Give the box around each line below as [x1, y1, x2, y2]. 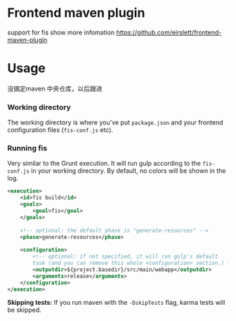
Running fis [7, 143, 48, 153]
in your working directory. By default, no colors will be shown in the [31, 166, 226, 175]
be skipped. [7, 306, 42, 314]
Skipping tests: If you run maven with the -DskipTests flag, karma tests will [7, 299, 225, 307]
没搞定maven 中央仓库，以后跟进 [7, 84, 103, 93]
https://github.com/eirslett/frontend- [116, 28, 222, 37]
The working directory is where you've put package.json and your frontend [7, 118, 223, 127]
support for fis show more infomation [7, 28, 115, 37]
